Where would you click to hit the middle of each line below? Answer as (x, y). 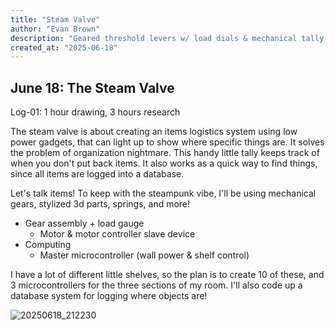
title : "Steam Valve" (55, 19)
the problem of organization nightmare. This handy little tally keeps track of (165, 153)
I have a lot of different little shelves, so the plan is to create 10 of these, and (167, 275)
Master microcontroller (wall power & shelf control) (144, 255)
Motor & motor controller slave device (117, 234)
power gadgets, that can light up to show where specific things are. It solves (167, 142)
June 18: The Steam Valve (92, 87)
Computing (48, 245)
